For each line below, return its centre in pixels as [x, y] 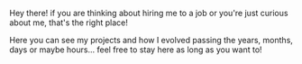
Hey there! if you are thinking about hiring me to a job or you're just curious [149, 13]
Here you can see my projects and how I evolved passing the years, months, [151, 40]
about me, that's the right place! [69, 23]
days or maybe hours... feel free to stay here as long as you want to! [136, 50]
